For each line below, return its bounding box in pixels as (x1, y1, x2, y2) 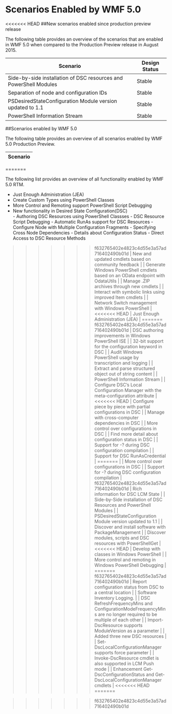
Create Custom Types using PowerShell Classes (12, 197, 115, 203)
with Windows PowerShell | (94, 305, 152, 311)
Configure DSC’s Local (94, 382, 142, 388)
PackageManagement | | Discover (94, 529, 166, 535)
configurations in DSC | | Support (94, 463, 165, 470)
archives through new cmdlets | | (94, 283, 164, 289)
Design (141, 59, 160, 66)
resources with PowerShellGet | (94, 540, 161, 546)
